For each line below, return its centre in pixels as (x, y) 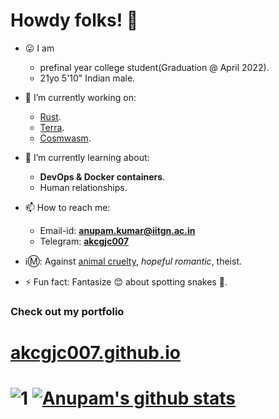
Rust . (50, 116)
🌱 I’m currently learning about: (87, 157)
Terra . (52, 127)
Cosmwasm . (65, 138)
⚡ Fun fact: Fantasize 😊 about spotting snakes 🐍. (126, 281)
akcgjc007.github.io (95, 353)
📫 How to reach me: (67, 207)
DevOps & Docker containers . (102, 176)
